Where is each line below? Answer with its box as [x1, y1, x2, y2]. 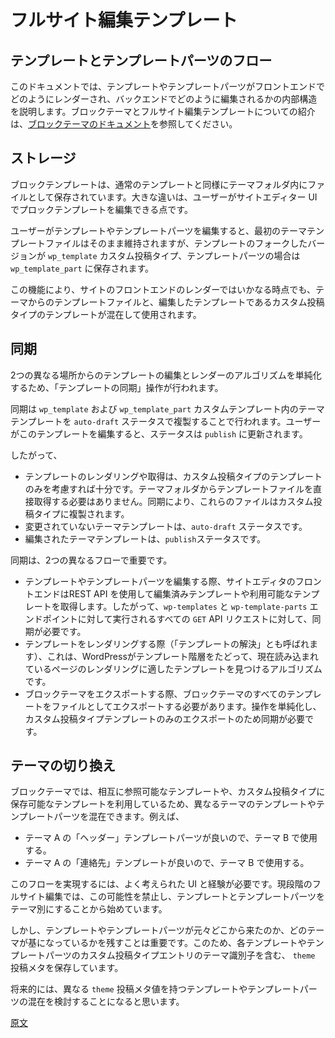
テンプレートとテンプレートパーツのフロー [10, 52, 273, 69]
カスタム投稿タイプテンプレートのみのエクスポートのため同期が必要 [24, 712, 305, 725]
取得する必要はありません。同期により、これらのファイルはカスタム [33, 495, 314, 507]
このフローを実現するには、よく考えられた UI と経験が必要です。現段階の [10, 878, 313, 890]
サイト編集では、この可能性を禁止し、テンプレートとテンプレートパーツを [18, 891, 325, 903]
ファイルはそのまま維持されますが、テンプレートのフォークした [44, 237, 308, 249]
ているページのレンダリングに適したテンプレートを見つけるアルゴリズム [24, 662, 323, 675]
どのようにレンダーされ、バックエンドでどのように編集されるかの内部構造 [10, 93, 318, 105]
